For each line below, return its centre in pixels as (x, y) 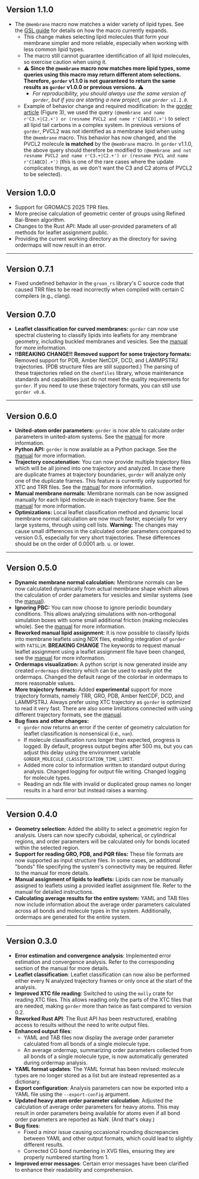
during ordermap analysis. (55, 1062)
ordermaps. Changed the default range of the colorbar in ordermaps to (101, 677)
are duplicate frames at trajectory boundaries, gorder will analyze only (100, 474)
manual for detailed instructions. (54, 891)
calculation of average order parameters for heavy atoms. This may (97, 1107)
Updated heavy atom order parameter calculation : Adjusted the (94, 1100)
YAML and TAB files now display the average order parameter (99, 1037)
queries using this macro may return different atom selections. (102, 74)
